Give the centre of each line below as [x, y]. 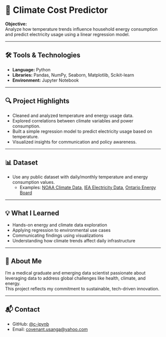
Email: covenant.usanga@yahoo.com [50, 329]
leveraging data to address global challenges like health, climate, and [75, 278]
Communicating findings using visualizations [58, 235]
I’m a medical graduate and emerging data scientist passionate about [75, 273]
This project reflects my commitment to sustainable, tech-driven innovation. [82, 289]
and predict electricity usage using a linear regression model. [67, 34]
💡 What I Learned [32, 213]
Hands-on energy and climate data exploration [60, 225]
